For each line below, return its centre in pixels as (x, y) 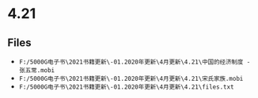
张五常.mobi (37, 71)
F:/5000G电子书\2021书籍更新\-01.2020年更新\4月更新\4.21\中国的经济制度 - (135, 62)
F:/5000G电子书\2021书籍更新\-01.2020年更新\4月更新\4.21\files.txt (126, 87)
